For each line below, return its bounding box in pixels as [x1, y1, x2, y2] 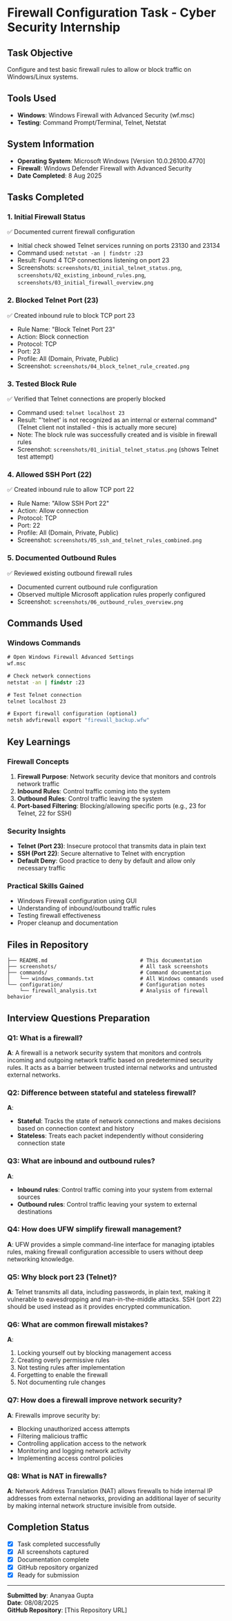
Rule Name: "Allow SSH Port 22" [17, 499, 109, 508]
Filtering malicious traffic [17, 1432, 88, 1440]
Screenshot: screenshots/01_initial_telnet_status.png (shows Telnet [17, 445, 219, 453]
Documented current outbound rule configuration [17, 582, 158, 591]
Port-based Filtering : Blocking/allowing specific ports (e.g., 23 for [17, 801, 206, 809]
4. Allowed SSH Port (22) [7, 470, 92, 479]
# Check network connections [7, 672, 91, 680]
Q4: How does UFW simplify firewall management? [7, 1225, 182, 1234]
